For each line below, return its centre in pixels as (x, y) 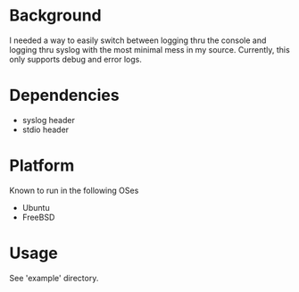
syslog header (49, 120)
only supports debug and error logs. (76, 59)
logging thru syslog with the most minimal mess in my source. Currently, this (149, 49)
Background (55, 16)
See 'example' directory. (54, 278)
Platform (42, 166)
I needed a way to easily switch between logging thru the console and (138, 40)
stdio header (46, 129)
